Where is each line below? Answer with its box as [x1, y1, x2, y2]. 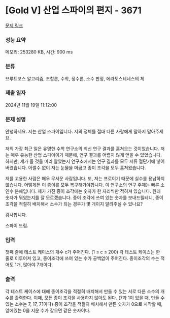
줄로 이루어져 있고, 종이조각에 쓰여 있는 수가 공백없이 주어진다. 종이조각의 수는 [5, 255, 160, 262]
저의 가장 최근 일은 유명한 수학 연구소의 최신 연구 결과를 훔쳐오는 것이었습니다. [5, 146, 160, 152]
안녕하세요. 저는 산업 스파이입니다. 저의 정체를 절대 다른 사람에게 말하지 [5, 128, 146, 135]
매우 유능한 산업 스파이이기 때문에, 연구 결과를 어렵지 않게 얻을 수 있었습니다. [10, 152, 162, 158]
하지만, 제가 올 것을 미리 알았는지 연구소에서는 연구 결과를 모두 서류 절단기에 [5, 158, 156, 164]
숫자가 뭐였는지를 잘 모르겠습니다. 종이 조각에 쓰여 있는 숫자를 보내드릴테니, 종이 [5, 194, 164, 201]
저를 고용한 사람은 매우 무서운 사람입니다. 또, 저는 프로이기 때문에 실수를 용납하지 [5, 176, 165, 182]
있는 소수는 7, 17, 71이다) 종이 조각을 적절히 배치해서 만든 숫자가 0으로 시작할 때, [5, 301, 163, 307]
